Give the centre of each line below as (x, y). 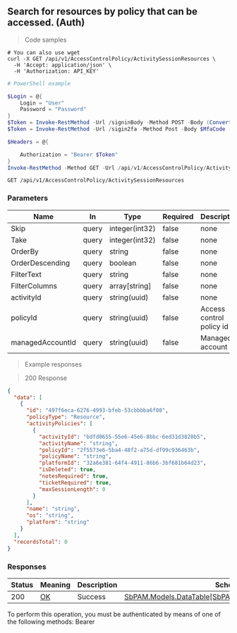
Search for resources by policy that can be (103, 12)
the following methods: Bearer (51, 622)
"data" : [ (28, 397)
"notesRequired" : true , (74, 476)
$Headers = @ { (28, 142)
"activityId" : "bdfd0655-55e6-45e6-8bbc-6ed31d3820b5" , (122, 437)
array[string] (130, 285)
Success (91, 596)
